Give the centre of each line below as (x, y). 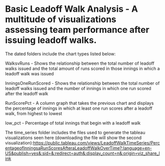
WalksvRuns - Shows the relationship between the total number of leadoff (80, 63)
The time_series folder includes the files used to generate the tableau (75, 132)
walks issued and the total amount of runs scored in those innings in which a (82, 68)
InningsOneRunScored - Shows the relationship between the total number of (82, 83)
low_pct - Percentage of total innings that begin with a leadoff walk (73, 123)
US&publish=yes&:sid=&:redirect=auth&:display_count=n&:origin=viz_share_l (82, 153)
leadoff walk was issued (29, 73)
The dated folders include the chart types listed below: (60, 54)
